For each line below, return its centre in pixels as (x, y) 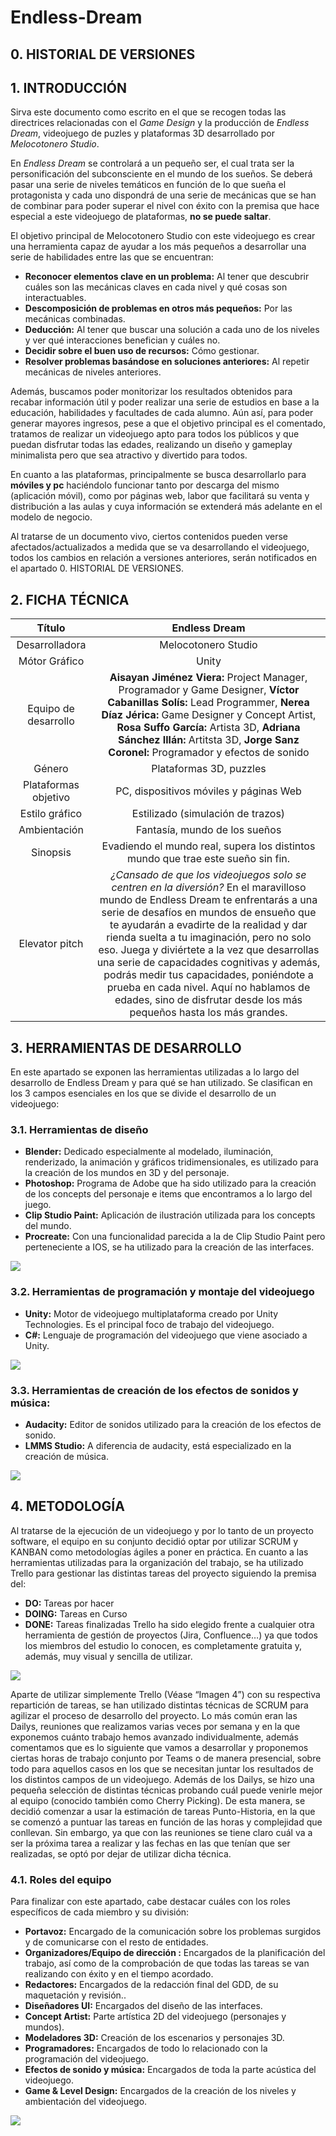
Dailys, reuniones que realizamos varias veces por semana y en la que (155, 1726)
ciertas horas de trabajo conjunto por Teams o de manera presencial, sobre (166, 1758)
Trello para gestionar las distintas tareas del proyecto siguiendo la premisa (163, 1573)
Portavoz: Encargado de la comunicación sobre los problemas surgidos (173, 1932)
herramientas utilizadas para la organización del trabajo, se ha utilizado (157, 1562)
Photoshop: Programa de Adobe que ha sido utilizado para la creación (170, 1183)
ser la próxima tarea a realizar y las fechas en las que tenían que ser (150, 1843)
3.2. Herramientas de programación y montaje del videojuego (162, 1292)
